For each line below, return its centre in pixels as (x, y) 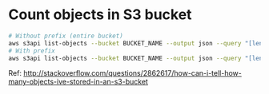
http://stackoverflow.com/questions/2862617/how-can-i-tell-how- (132, 73)
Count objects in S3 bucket (100, 15)
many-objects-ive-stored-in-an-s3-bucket (78, 82)
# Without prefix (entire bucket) (66, 36)
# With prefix (32, 51)
